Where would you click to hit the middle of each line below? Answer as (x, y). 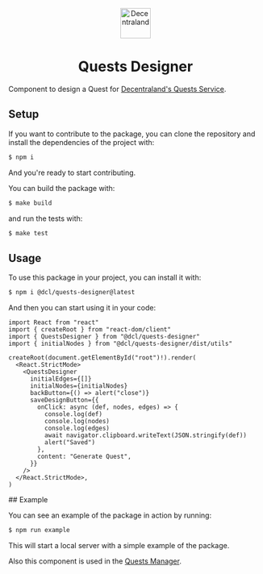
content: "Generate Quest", (84, 457)
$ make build (30, 203)
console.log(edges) (77, 428)
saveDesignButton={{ (64, 400)
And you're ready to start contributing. (72, 173)
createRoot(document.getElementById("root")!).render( (102, 358)
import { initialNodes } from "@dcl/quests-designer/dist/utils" (120, 344)
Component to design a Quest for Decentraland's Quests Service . (117, 89)
